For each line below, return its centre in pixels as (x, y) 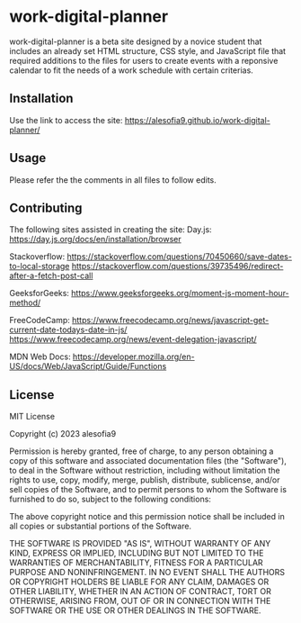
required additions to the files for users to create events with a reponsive (144, 60)
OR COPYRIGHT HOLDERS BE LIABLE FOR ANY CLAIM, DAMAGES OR (139, 582)
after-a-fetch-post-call (51, 275)
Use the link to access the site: (66, 120)
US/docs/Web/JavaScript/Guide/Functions (88, 366)
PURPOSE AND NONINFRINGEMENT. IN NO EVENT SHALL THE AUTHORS (147, 573)
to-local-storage (40, 266)
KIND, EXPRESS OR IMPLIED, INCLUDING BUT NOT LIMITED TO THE (137, 553)
